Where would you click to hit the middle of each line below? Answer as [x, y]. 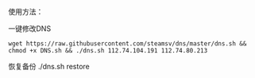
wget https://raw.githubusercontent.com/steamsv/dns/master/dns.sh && [127, 44]
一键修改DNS [30, 29]
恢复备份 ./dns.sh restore [49, 66]
